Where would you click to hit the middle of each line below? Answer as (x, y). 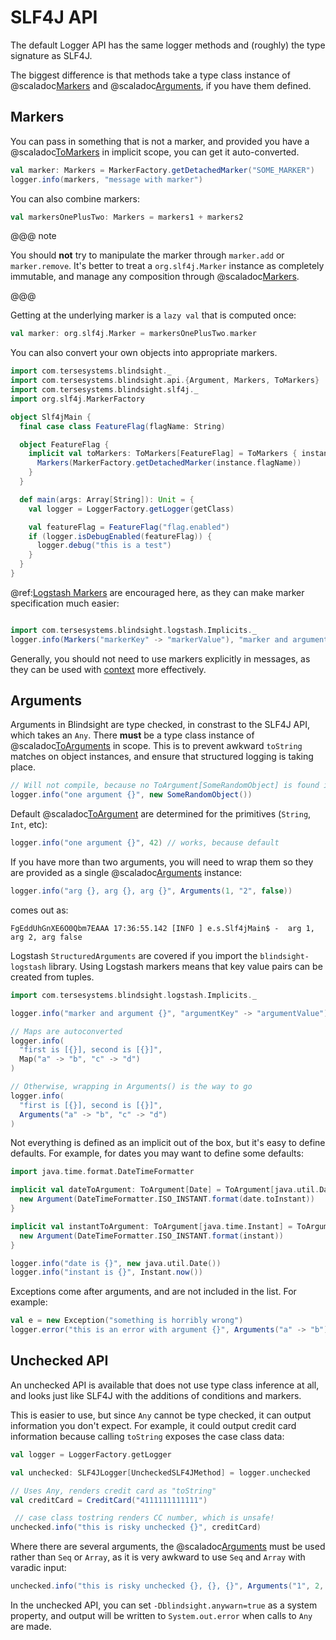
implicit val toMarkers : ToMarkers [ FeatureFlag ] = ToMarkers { (163, 454)
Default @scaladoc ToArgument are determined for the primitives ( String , (161, 814)
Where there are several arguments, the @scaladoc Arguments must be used (168, 1547)
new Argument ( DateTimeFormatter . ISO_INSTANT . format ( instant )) (151, 1236)
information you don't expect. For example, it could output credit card (153, 1425)
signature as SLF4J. (51, 55)
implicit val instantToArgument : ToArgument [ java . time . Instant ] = (151, 1226)
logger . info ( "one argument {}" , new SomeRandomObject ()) (131, 795)
